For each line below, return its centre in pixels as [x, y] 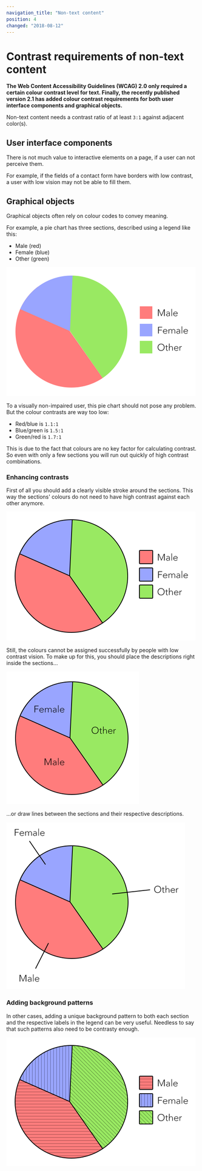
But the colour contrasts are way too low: [58, 412]
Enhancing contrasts [38, 477]
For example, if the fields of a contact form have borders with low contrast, [100, 176]
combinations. [24, 461]
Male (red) [28, 245]
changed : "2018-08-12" [35, 26]
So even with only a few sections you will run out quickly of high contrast [98, 455]
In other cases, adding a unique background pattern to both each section [98, 1016]
